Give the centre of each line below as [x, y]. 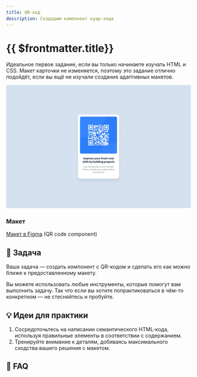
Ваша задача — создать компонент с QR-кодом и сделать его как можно [98, 267]
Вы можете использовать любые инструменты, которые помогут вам [94, 284]
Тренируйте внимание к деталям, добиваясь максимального [91, 342]
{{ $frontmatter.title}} [60, 48]
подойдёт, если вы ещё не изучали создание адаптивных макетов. [90, 77]
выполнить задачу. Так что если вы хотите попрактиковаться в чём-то [95, 291]
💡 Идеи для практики [47, 315]
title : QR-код [23, 12]
